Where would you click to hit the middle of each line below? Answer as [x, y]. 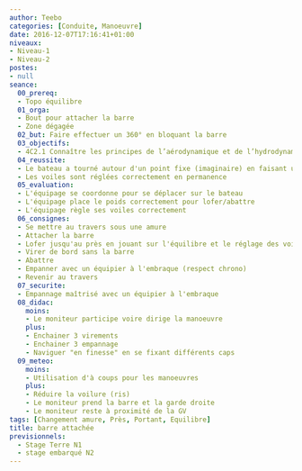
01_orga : [34, 110]
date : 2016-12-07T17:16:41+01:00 [72, 34]
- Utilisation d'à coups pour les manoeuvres [112, 378]
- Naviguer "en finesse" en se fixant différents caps [130, 352]
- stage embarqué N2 [56, 453]
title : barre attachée [52, 428]
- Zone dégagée [46, 127]
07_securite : [42, 285]
